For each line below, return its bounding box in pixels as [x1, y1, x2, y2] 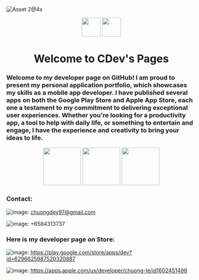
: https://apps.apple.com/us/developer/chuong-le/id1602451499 [27, 267, 188, 274]
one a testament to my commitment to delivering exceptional [6, 104, 188, 112]
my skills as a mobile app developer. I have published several [6, 89, 188, 97]
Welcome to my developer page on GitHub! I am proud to [6, 73, 175, 82]
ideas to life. [6, 134, 43, 142]
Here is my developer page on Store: [6, 235, 115, 243]
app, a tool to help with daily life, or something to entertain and [6, 119, 194, 127]
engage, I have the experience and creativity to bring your [6, 126, 180, 135]
